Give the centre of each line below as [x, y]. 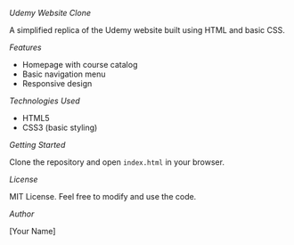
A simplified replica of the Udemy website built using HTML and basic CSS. [147, 30]
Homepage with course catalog [80, 65]
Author [22, 214]
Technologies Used [45, 101]
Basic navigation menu [64, 74]
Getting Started [37, 145]
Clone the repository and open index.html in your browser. [117, 162]
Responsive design [57, 83]
